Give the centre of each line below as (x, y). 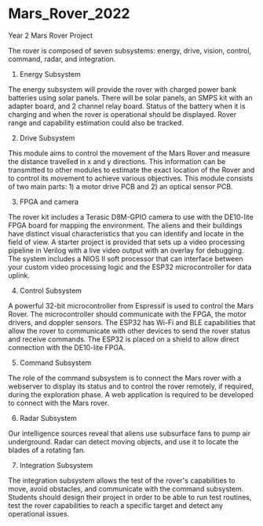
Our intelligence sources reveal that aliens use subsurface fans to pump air (130, 433)
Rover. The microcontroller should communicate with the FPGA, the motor (128, 314)
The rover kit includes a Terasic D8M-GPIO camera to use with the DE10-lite (131, 217)
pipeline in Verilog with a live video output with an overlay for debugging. (126, 250)
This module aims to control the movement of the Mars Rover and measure (129, 153)
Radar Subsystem (48, 418)
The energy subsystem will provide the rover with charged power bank (122, 89)
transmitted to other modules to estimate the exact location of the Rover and (131, 170)
